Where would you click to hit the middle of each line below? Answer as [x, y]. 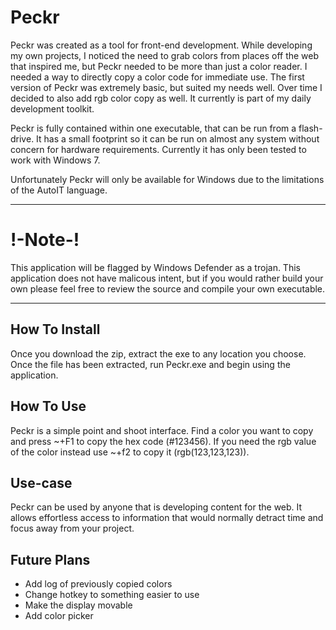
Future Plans [50, 559]
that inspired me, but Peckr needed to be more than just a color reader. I [159, 66]
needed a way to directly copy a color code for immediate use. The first [157, 77]
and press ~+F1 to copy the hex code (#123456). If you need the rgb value [163, 441]
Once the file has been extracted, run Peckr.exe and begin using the [150, 364]
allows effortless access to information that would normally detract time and [167, 518]
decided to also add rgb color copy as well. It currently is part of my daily [161, 98]
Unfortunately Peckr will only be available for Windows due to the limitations [167, 179]
